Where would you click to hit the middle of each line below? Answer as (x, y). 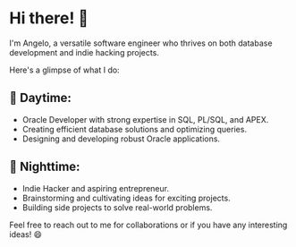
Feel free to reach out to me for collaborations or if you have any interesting (148, 225)
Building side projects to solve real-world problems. (117, 207)
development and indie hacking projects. (84, 52)
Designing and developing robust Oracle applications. (121, 139)
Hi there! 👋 (49, 18)
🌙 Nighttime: (45, 167)
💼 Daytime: (40, 98)
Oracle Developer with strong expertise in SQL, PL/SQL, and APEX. (145, 119)
